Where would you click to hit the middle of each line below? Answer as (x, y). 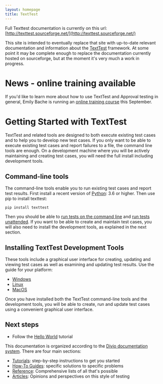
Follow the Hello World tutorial (42, 336)
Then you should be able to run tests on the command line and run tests (77, 217)
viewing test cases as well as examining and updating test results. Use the (80, 265)
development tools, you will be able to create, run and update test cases (78, 304)
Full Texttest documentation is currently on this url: (56, 28)
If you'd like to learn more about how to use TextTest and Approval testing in (82, 97)
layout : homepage (23, 10)
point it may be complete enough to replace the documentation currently (78, 53)
